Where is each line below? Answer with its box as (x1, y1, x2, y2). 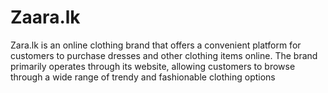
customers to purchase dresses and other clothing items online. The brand (10, 49, 318, 61)
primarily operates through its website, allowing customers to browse (10, 60, 296, 72)
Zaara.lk (10, 6, 81, 29)
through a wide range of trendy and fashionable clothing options (10, 71, 276, 83)
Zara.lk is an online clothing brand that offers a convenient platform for (10, 39, 302, 51)
